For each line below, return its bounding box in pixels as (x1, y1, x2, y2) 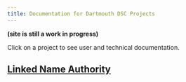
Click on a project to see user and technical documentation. (7, 43, 180, 51)
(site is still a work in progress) (7, 29, 99, 38)
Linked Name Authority (7, 64, 111, 76)
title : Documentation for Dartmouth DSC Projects (7, 10, 156, 18)
